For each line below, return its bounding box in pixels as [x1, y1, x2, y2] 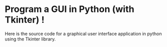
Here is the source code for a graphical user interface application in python [5, 30, 162, 36]
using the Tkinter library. [5, 36, 56, 42]
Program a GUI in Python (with [5, 3, 135, 15]
